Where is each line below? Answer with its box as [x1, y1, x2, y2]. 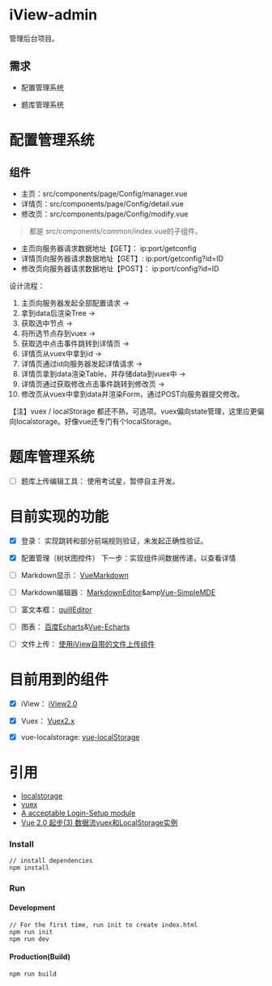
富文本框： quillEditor [20, 605, 92, 614]
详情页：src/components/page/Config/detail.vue [20, 198, 185, 208]
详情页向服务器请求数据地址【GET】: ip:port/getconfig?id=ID [20, 253, 224, 263]
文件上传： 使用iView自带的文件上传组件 [20, 640, 155, 649]
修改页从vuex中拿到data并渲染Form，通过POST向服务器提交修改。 [20, 389, 244, 398]
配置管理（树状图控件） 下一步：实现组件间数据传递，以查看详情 [20, 553, 236, 563]
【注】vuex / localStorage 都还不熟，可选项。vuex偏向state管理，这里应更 [9, 406, 257, 416]
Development [9, 903, 56, 912]
